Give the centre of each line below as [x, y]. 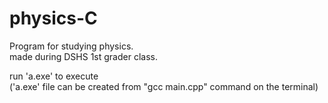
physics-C [53, 18]
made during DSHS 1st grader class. [83, 56]
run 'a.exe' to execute [54, 76]
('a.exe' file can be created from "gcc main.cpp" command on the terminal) [164, 86]
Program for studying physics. [71, 46]
